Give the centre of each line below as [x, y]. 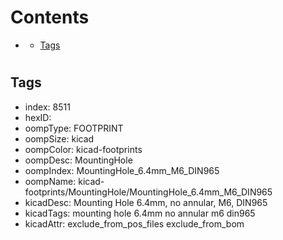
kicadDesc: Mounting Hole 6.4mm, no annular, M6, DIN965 [146, 202]
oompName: [50, 181]
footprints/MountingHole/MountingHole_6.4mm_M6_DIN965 [148, 192]
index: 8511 [47, 107]
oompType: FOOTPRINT [74, 128]
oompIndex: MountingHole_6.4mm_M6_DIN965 [122, 170]
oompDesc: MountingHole [78, 160]
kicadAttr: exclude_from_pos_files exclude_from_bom [134, 223]
